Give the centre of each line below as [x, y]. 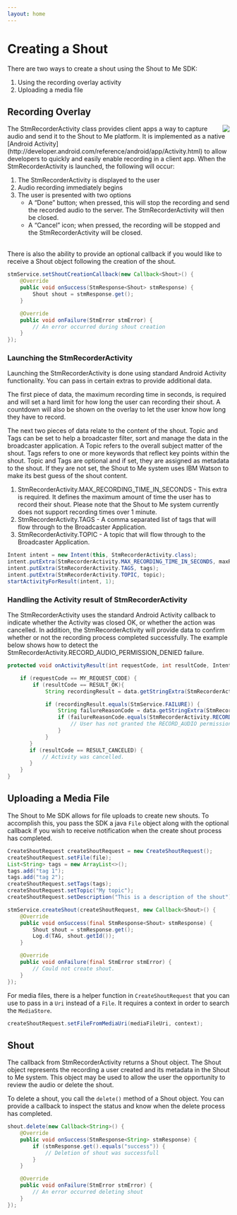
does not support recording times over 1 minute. [87, 512]
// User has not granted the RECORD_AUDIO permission [151, 724]
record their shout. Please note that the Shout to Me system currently [118, 505]
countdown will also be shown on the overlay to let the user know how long [117, 409]
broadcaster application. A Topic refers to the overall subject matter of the [115, 446]
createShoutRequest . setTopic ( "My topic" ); [71, 891]
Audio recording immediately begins [70, 187]
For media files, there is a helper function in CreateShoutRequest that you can [119, 995]
